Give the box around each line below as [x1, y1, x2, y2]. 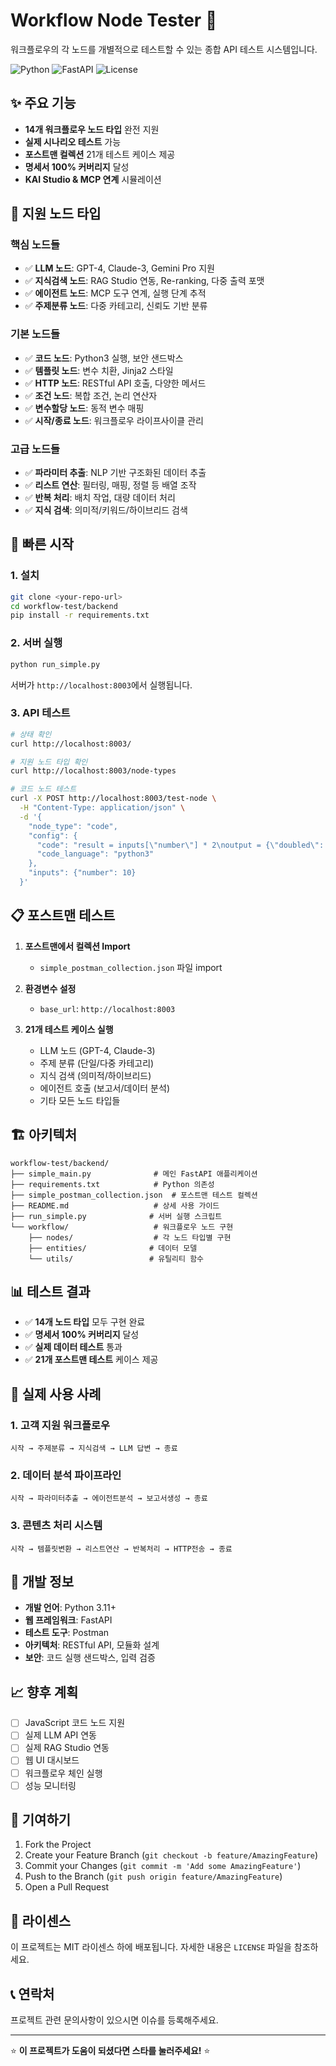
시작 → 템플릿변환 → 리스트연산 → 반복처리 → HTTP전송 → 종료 [10, 1544, 233, 1554]
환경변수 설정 [24, 982, 77, 994]
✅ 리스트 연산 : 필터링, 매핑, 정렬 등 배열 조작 [24, 479, 197, 491]
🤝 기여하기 [10, 1812, 72, 1829]
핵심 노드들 [10, 238, 61, 252]
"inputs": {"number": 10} [28, 868, 137, 878]
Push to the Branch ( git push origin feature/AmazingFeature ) [24, 1870, 283, 1883]
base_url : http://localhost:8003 [39, 1002, 176, 1014]
